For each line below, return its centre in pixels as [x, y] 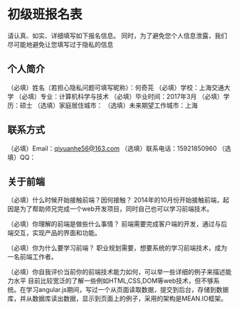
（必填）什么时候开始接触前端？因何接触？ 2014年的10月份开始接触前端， [115, 200]
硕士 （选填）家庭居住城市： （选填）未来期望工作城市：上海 [108, 105]
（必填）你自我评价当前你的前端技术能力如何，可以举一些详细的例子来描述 [116, 272]
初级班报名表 [45, 15]
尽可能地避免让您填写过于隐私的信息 [60, 44]
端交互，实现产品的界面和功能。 [54, 233]
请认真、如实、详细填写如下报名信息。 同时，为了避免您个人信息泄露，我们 [117, 36]
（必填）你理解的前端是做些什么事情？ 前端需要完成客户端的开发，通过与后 [117, 224]
